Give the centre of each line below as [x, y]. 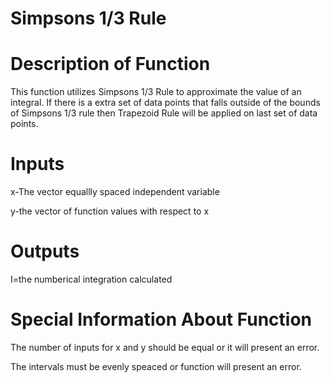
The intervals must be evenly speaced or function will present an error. [156, 366]
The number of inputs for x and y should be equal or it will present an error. [165, 347]
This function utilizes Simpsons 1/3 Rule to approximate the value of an [156, 92]
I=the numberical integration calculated [91, 279]
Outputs [45, 251]
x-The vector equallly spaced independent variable [115, 192]
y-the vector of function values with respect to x [110, 211]
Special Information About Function [161, 319]
